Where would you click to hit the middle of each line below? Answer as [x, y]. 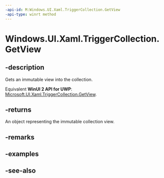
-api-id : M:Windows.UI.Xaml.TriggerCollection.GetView [63, 10]
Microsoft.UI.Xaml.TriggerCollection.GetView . [51, 94]
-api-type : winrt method [31, 14]
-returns [18, 110]
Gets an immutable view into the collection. [49, 79]
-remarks [20, 137]
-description [25, 67]
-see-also [20, 171]
